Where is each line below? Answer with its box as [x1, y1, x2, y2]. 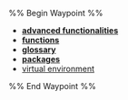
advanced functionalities [21, 25, 119, 35]
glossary [21, 44, 56, 55]
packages [21, 54, 61, 64]
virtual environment [21, 63, 95, 74]
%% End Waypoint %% [8, 81, 96, 91]
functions [21, 35, 60, 45]
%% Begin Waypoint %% [8, 8, 103, 18]
